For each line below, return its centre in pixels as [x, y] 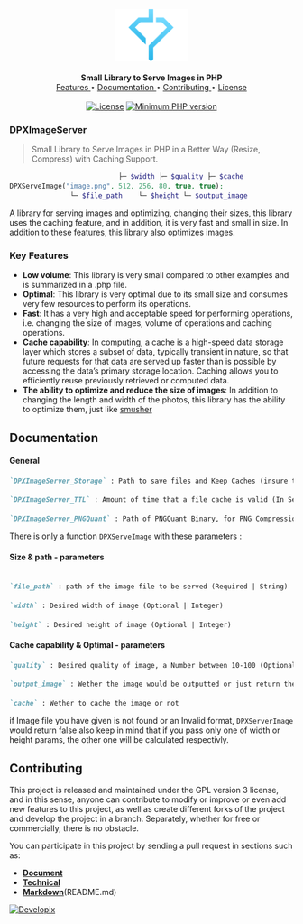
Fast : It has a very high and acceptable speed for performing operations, [157, 314]
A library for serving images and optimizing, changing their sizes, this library [151, 213]
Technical [41, 882]
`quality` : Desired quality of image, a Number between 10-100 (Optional [153, 665]
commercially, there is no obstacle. [74, 828]
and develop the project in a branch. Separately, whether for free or [135, 818]
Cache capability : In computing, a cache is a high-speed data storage [153, 342]
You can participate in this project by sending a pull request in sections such [151, 845]
